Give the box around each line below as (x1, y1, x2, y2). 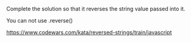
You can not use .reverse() (6, 17, 73, 24)
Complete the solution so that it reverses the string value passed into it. (6, 5, 186, 12)
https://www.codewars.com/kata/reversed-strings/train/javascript (6, 29, 172, 36)
